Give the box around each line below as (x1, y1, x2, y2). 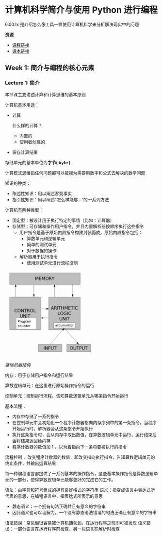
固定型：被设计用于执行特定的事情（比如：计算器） (12, 217, 114, 223)
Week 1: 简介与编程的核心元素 (5, 64, 95, 72)
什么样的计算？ (12, 122, 42, 128)
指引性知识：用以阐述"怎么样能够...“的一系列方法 (12, 196, 109, 202)
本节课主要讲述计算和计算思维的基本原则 (5, 91, 86, 97)
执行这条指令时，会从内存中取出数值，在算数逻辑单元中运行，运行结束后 (12, 432, 157, 438)
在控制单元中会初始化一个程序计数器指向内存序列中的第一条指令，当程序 (12, 420, 157, 426)
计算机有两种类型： (5, 207, 44, 213)
